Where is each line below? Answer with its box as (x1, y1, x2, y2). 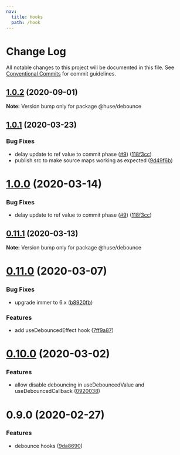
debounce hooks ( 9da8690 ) (14, 442, 83, 449)
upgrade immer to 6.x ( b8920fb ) (14, 299, 93, 306)
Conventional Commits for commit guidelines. (6, 70, 116, 77)
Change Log (6, 45, 66, 58)
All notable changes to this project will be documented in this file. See (6, 64, 175, 71)
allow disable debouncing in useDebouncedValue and (14, 381, 145, 388)
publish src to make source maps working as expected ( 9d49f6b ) (14, 156, 173, 164)
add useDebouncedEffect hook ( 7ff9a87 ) (14, 326, 114, 334)
